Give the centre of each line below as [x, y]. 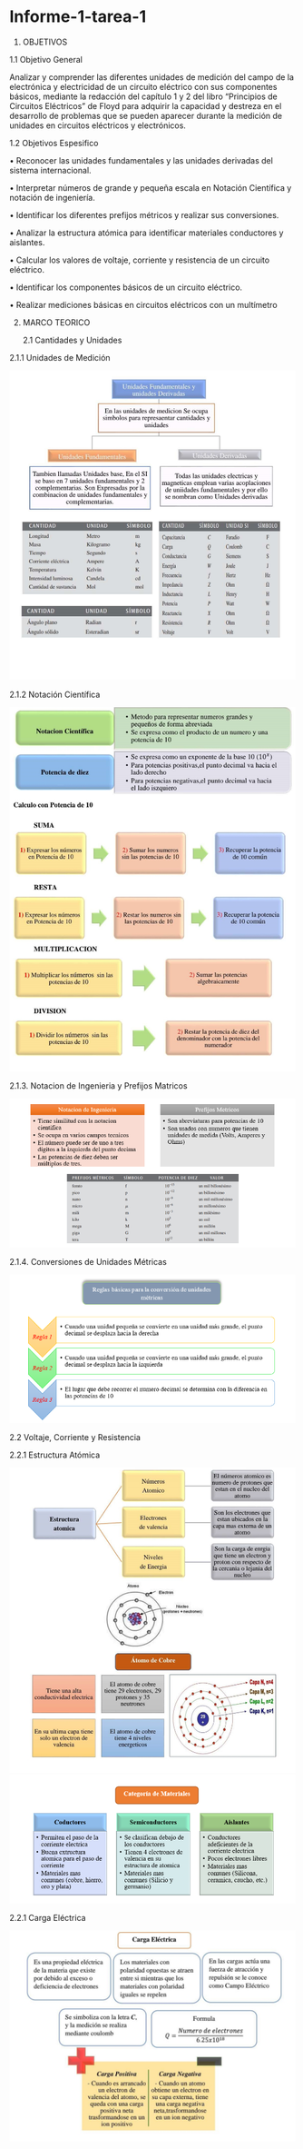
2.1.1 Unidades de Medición [60, 357]
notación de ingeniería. [52, 197]
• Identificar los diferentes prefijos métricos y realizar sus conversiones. [144, 214]
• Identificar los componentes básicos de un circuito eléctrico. [126, 287]
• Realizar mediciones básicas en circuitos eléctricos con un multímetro [144, 304]
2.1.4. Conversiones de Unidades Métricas [88, 1262]
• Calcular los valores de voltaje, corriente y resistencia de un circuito [140, 260]
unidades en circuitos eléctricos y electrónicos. [98, 125]
